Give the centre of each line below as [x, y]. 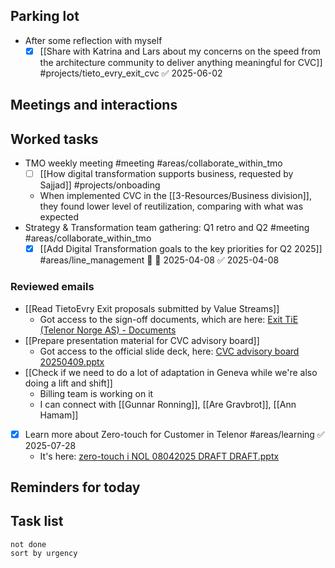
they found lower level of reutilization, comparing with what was [171, 206]
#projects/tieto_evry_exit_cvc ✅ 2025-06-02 [131, 73]
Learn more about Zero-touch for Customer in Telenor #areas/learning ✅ [174, 434]
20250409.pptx [72, 361]
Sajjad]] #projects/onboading [100, 185]
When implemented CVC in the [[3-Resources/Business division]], [176, 196]
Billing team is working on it [96, 393]
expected [59, 217]
